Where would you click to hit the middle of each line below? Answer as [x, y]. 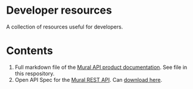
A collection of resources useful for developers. [65, 27]
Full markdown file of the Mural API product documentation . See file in [101, 67]
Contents [30, 51]
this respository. [35, 73]
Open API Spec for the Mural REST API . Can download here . [88, 80]
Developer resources [59, 10]
